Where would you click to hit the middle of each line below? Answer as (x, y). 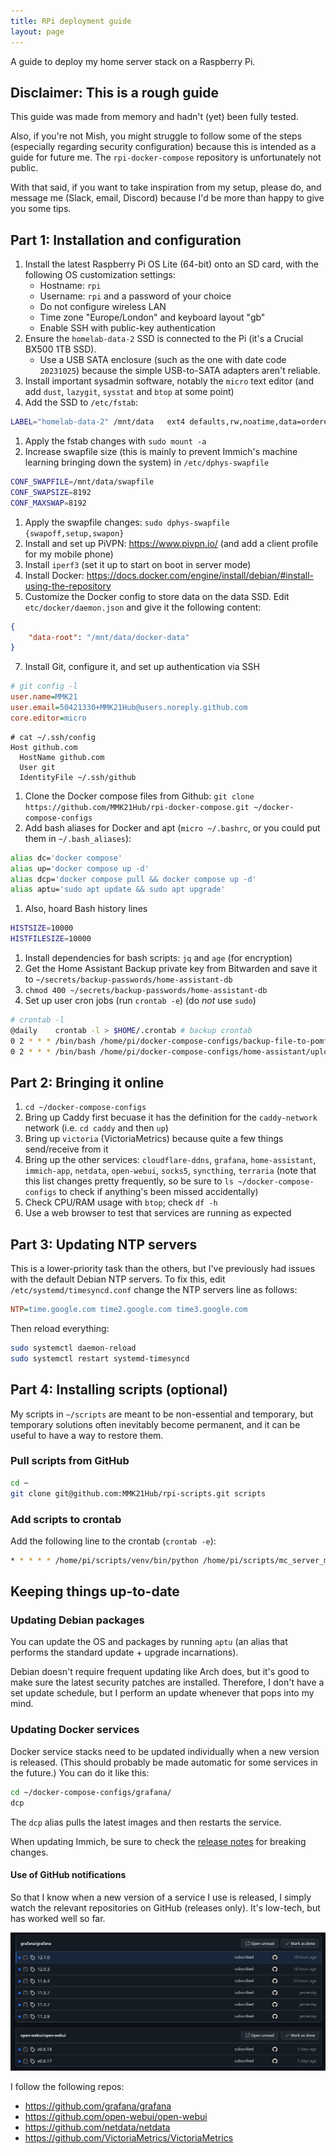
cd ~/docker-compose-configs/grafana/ (91, 1792)
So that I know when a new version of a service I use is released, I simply (161, 1897)
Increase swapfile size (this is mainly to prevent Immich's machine (161, 451)
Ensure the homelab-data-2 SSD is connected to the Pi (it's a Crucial (164, 339)
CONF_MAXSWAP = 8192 (48, 503)
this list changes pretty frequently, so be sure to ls (129, 1181)
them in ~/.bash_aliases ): (78, 838)
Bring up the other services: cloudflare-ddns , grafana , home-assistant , (170, 1160)
